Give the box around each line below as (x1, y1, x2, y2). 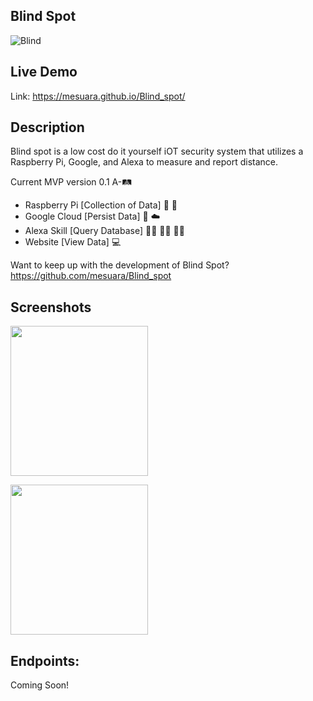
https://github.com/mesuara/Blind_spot (10, 270, 172, 282)
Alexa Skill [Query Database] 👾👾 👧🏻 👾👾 (24, 225, 185, 237)
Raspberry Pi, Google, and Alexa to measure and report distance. (10, 156, 279, 168)
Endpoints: (10, 652, 80, 669)
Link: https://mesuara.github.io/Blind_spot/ (10, 90, 186, 102)
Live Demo (10, 64, 78, 81)
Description (10, 119, 85, 136)
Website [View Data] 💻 (24, 236, 122, 248)
